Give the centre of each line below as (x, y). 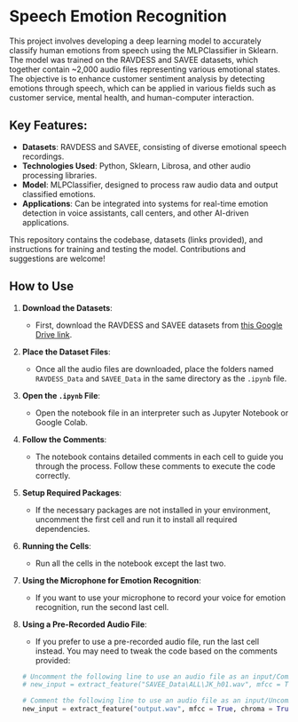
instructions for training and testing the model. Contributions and (127, 249)
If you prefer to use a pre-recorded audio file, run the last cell (147, 641)
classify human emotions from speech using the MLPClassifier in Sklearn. (144, 50)
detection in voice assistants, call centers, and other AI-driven (135, 213)
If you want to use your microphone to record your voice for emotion (161, 598)
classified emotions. (59, 194)
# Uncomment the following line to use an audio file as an (135, 677)
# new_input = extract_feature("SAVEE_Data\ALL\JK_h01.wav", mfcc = (151, 685)
